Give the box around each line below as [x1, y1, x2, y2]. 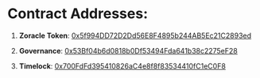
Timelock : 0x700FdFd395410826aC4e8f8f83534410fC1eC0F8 [18, 61, 226, 71]
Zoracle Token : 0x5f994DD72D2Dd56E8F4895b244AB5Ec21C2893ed [18, 31, 252, 40]
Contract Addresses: [7, 5, 149, 23]
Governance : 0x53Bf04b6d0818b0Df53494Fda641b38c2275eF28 [18, 46, 238, 55]
